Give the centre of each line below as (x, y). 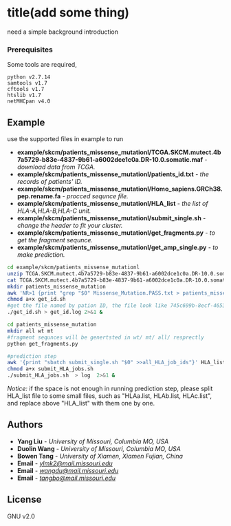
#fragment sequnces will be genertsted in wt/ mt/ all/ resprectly (106, 337)
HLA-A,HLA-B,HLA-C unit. (54, 211)
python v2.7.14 (29, 77)
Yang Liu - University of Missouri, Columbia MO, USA (93, 441)
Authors (25, 425)
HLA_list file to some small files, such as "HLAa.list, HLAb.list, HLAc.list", (109, 396)
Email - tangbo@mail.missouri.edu (66, 478)
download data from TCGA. (56, 167)
